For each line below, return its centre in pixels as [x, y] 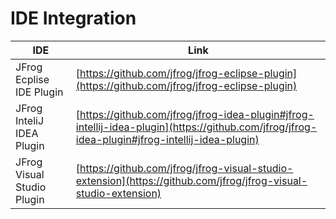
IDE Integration [73, 18]
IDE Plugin [39, 92]
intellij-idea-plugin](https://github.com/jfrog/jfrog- [196, 127]
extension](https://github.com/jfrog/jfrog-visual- [191, 180]
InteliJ [30, 120]
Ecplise [32, 79]
